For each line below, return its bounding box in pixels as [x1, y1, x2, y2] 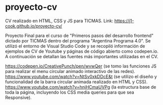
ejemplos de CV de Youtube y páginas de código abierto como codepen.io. [5, 48, 159, 54]
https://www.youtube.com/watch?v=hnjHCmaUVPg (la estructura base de [5, 84, 157, 90]
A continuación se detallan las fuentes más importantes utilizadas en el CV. [5, 53, 159, 59]
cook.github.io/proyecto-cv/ [5, 23, 62, 29]
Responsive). [5, 94, 32, 100]
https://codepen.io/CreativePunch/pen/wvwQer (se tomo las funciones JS [5, 63, 157, 69]
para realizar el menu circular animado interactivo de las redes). [5, 68, 135, 74]
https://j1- [114, 18, 134, 24]
